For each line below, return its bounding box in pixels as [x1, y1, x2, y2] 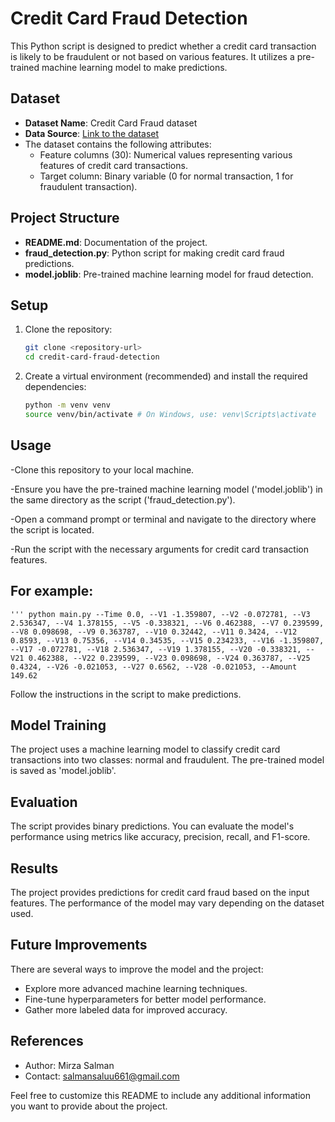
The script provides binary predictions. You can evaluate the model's [10, 820, 295, 832]
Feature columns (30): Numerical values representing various [39, 148, 293, 161]
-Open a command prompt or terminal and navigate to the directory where [10, 513, 317, 525]
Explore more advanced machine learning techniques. [24, 982, 248, 994]
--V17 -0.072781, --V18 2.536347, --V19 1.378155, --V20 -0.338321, [10, 644, 302, 654]
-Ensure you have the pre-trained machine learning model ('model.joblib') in [10, 483, 323, 495]
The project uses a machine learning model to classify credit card [10, 743, 281, 756]
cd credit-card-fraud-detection [24, 352, 160, 362]
